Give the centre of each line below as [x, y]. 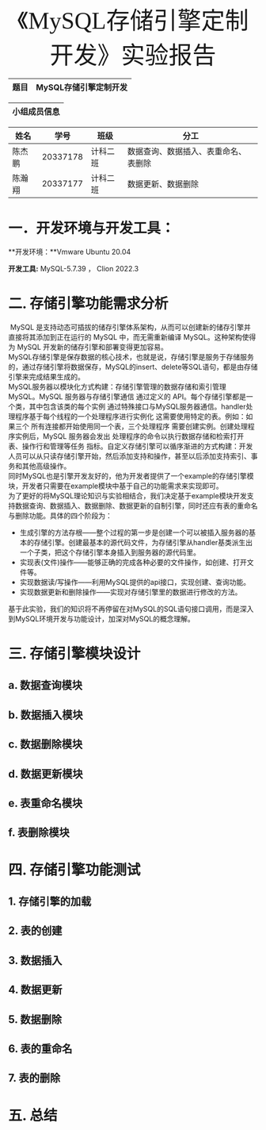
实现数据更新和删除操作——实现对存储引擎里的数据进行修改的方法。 [131, 592]
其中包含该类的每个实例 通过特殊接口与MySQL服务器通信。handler [137, 406]
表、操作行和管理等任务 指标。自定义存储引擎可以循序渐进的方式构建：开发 [131, 446]
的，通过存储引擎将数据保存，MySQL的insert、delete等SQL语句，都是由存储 [133, 367]
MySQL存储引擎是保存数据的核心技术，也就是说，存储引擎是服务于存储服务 [131, 356]
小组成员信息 [36, 111]
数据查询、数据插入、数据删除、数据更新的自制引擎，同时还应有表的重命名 [136, 505]
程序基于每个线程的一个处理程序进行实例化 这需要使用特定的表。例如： [130, 416]
